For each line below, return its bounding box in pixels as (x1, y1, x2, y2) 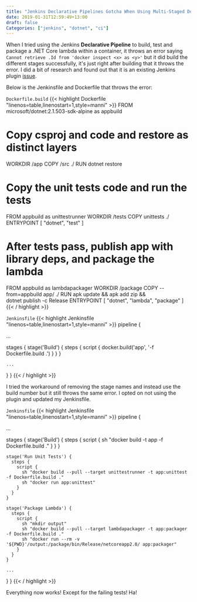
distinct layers (6, 141, 77, 154)
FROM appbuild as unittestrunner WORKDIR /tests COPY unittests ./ (6, 213, 169, 220)
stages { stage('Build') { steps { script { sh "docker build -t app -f (6, 436, 164, 444)
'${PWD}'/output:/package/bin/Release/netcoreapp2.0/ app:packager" (6, 541, 177, 548)
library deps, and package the (6, 253, 155, 266)
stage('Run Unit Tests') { (6, 454, 72, 460)
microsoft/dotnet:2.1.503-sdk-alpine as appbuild (6, 108, 123, 115)
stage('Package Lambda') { (6, 505, 72, 511)
